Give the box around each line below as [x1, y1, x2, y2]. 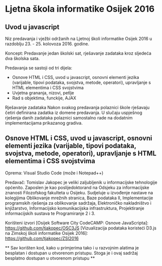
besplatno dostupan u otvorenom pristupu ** [5, 255, 95, 261]
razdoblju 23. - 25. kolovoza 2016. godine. [5, 41, 90, 47]
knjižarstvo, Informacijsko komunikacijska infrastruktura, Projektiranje [5, 205, 144, 211]
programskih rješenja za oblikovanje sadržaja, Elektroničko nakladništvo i [5, 200, 152, 206]
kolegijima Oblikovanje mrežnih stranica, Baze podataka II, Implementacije [5, 195, 153, 201]
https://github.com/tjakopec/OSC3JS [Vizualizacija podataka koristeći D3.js [5, 225, 157, 231]
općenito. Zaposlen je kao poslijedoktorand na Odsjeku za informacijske [5, 184, 149, 190]
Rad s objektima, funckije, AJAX [12, 95, 76, 101]
